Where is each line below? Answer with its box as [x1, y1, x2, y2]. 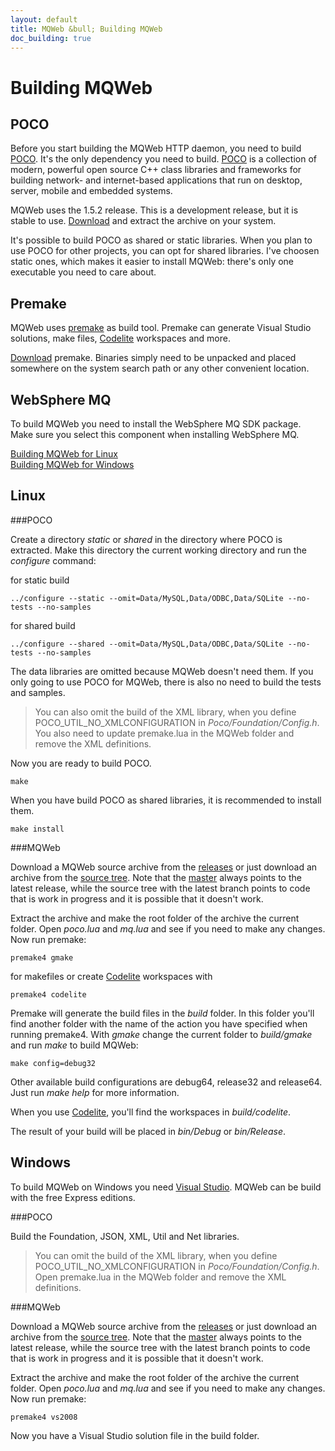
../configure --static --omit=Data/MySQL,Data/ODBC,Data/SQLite [10, 593, 284, 603]
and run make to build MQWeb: [10, 1039, 139, 1051]
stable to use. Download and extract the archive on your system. [10, 215, 277, 227]
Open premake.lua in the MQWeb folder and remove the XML [34, 1271, 287, 1283]
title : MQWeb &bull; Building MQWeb [10, 24, 163, 34]
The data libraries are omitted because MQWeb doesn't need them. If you [10, 665, 314, 677]
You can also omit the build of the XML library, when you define [34, 706, 297, 718]
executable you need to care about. [10, 266, 157, 278]
